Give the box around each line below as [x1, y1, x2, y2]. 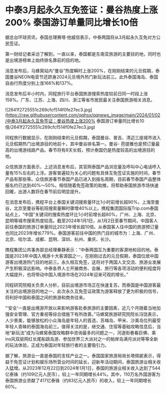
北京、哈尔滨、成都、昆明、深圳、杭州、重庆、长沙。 [5, 236, 114, 242]
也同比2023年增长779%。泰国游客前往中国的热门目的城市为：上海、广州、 [5, 230, 158, 236]
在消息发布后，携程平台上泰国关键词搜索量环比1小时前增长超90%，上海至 [5, 199, 155, 205]
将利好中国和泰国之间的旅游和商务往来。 [5, 294, 87, 300]
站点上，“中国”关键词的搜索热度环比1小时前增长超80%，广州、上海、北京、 [5, 211, 159, 217]
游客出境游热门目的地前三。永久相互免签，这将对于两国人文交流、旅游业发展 [5, 259, 161, 265]
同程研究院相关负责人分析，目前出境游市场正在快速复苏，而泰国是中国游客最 [5, 282, 161, 288]
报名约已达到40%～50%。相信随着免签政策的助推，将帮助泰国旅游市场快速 [5, 182, 159, 188]
